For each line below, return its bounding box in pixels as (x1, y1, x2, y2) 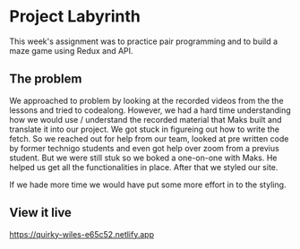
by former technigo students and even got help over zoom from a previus (9, 142, 279, 153)
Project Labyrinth (9, 6, 141, 27)
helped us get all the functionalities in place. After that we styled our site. (9, 161, 279, 172)
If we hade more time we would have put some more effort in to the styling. (9, 179, 287, 190)
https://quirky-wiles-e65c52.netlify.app (9, 228, 155, 239)
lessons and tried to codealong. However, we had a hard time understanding (9, 105, 291, 116)
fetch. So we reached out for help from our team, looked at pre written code (9, 133, 289, 144)
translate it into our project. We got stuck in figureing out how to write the (9, 124, 280, 134)
